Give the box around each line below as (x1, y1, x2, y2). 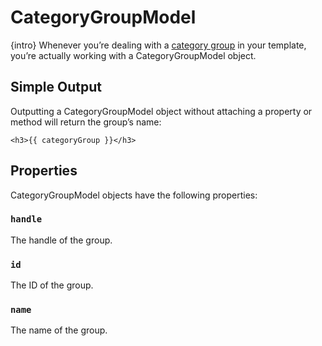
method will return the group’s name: (10, 116, 162, 128)
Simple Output (10, 79, 102, 96)
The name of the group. (10, 324, 108, 336)
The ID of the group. (10, 279, 94, 291)
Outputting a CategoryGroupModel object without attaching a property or (10, 105, 313, 117)
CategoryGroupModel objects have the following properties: (10, 189, 258, 201)
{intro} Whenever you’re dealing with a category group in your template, (10, 39, 307, 51)
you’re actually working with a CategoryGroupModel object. (10, 49, 257, 61)
